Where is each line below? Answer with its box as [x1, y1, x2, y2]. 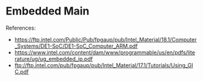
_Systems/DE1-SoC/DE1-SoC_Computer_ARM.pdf [14, 42, 138, 50]
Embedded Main [5, 4, 90, 18]
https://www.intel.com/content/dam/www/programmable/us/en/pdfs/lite [14, 48, 195, 56]
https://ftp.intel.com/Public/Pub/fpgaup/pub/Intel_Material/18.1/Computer [14, 36, 197, 43]
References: [5, 24, 36, 31]
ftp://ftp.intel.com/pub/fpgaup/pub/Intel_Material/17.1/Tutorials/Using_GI [14, 62, 193, 69]
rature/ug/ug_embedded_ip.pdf [14, 55, 93, 62]
